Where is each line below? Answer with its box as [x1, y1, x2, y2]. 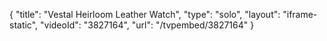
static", [9, 19, 39, 31]
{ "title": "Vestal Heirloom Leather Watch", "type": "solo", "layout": [9, 9, 281, 20]
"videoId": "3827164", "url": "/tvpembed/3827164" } [40, 19, 255, 31]
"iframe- [282, 9, 318, 20]
